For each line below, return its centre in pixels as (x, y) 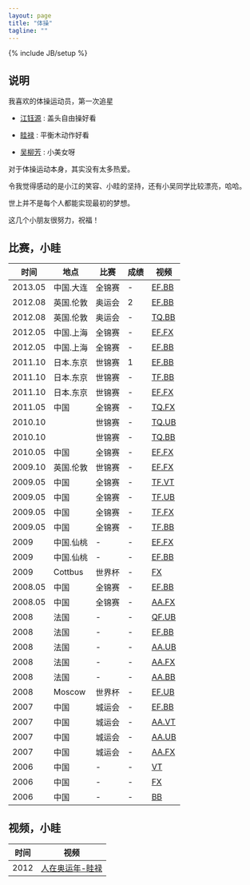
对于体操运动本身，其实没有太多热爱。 (71, 169)
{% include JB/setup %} (48, 54)
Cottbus (68, 572)
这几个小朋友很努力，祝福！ (54, 220)
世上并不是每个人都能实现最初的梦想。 (71, 203)
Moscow (69, 692)
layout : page (30, 16)
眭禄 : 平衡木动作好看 (54, 135)
